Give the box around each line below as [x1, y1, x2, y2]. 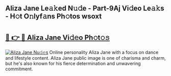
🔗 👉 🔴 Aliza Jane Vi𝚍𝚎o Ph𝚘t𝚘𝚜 [5, 33, 110, 42]
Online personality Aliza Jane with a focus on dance [49, 49, 159, 55]
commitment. [5, 66, 33, 72]
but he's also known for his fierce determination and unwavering [5, 61, 141, 66]
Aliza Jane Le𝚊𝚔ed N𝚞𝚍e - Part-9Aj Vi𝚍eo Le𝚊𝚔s [5, 4, 164, 13]
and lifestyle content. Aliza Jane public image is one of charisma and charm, [5, 55, 166, 61]
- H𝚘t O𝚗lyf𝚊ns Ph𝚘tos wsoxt [5, 12, 102, 21]
